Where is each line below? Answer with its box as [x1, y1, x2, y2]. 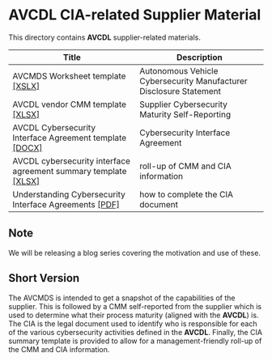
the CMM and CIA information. [8, 344, 110, 354]
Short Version [8, 271, 80, 285]
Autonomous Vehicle [138, 65, 219, 76]
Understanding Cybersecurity [12, 189, 125, 200]
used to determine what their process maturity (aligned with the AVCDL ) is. [8, 310, 259, 320]
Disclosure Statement [138, 85, 221, 96]
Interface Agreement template [12, 132, 127, 143]
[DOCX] [12, 142, 43, 153]
